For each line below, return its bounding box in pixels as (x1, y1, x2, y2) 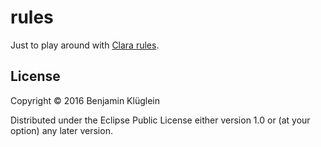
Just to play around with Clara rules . (10, 39, 160, 51)
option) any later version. (10, 124, 113, 136)
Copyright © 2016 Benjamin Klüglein (10, 94, 160, 106)
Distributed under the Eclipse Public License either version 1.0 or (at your (10, 114, 311, 126)
